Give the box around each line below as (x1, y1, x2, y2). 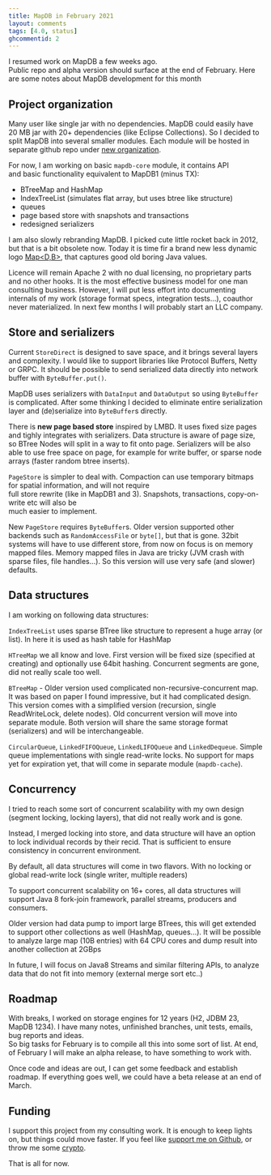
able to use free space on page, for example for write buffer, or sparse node (8, 447, 262, 457)
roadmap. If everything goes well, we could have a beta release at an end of (8, 1072, 262, 1082)
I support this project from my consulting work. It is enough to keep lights (8, 1126, 253, 1135)
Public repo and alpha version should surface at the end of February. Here (8, 66, 256, 75)
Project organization (8, 97, 113, 111)
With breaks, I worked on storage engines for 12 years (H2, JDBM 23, (8, 1014, 240, 1023)
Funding (8, 1104, 51, 1118)
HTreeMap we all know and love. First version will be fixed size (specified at (8, 650, 256, 660)
